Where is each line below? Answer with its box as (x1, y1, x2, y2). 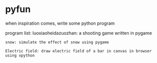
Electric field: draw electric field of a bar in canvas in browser (5, 48, 152, 53)
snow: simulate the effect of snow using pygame (5, 39, 109, 45)
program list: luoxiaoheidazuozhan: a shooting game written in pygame (5, 30, 152, 36)
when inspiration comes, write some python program (5, 20, 115, 26)
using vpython (5, 53, 35, 58)
